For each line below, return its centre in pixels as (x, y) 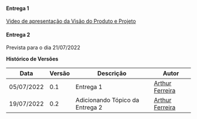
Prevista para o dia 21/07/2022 (43, 47)
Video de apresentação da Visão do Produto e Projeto (71, 21)
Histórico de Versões (32, 59)
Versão (60, 73)
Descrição (112, 73)
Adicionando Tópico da (107, 100)
